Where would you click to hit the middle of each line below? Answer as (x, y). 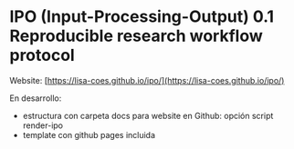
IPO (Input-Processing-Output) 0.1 (142, 17)
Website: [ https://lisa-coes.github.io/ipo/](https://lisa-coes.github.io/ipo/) (147, 80)
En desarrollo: (36, 98)
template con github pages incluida (89, 134)
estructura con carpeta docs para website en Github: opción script (148, 115)
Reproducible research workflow (136, 36)
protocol (42, 55)
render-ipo (43, 125)
